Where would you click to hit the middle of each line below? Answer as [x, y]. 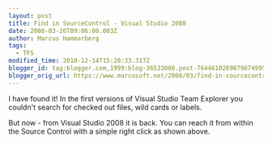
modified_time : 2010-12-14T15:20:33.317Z [79, 61]
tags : [17, 46]
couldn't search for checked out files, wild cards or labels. [105, 107]
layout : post [30, 16]
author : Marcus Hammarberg [54, 38]
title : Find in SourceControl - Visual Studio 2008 [97, 23]
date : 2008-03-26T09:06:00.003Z [63, 31]
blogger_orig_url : [39, 76]
